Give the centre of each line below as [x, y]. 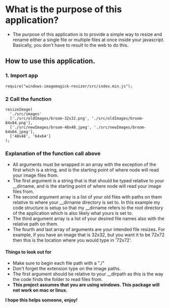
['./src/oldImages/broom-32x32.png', [50, 118]
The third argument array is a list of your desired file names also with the [89, 219]
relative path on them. [36, 224]
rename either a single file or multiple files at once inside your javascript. [89, 40]
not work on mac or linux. [40, 290]
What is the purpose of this [64, 9]
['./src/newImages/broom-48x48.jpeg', [51, 127]
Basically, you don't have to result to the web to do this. [71, 45]
